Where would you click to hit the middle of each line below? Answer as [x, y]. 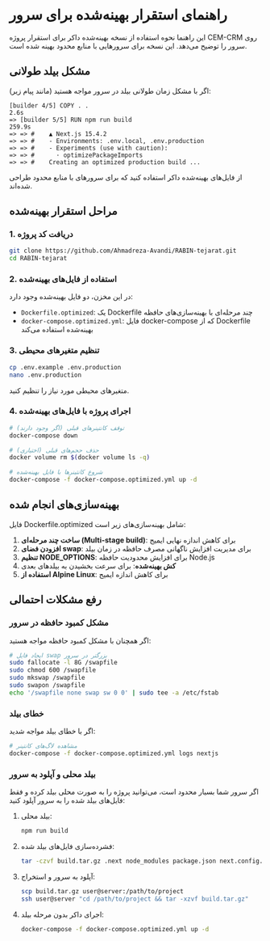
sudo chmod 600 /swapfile [52, 670]
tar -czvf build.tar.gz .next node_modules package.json [118, 861]
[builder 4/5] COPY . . [49, 105]
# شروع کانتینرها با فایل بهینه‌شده [56, 472]
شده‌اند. [21, 186]
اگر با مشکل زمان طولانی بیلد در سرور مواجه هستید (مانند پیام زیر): [110, 91]
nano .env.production [46, 375]
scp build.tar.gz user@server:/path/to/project [102, 891]
